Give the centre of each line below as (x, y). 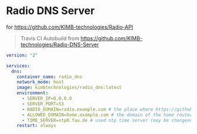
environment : (33, 93)
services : (18, 66)
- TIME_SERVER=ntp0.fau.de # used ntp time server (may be (95, 120)
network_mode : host (40, 82)
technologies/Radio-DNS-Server (60, 44)
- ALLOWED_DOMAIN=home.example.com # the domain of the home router (107, 115)
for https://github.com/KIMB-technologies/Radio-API (70, 27)
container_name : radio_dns (50, 77)
